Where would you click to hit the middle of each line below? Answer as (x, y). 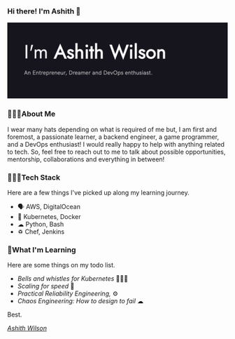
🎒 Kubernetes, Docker (49, 217)
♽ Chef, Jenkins (41, 232)
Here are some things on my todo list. (61, 265)
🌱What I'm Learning (42, 250)
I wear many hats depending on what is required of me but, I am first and (112, 129)
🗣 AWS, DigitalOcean (49, 207)
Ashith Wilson (27, 328)
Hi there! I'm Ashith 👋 (44, 11)
